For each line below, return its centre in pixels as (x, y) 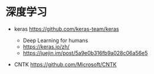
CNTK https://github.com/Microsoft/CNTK (65, 64)
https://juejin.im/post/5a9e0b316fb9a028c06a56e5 (85, 53)
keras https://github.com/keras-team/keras (66, 29)
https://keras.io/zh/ (46, 46)
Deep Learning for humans (55, 40)
